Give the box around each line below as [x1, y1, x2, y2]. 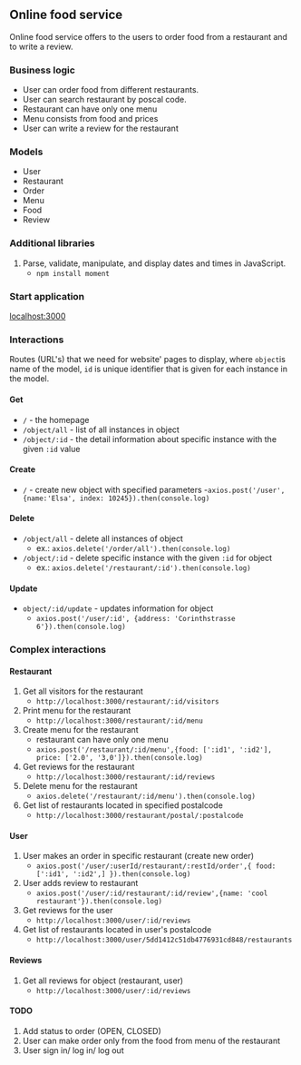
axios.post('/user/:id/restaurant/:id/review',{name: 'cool [35, 889, 268, 898]
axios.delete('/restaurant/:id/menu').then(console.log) [35, 792, 257, 802]
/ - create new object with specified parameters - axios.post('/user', [22, 484, 286, 495]
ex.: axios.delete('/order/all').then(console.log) [35, 542, 231, 553]
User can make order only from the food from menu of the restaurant [22, 1035, 281, 1046]
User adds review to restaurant [22, 878, 139, 889]
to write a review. [9, 41, 73, 52]
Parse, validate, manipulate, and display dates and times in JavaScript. [22, 258, 286, 269]
